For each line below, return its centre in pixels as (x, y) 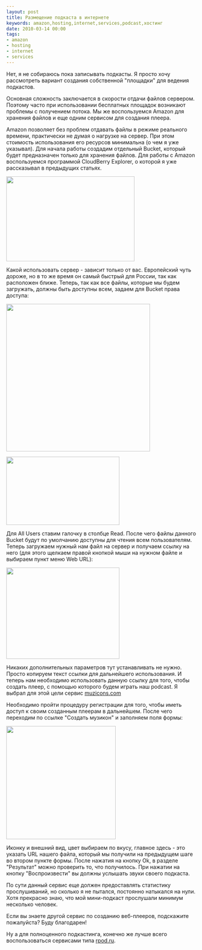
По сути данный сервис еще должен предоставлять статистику (88, 885)
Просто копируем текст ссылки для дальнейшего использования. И (94, 674)
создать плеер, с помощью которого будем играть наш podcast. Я (92, 686)
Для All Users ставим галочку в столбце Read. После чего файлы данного (101, 533)
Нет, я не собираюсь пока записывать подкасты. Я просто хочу (88, 74)
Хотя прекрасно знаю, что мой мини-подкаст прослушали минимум (95, 897)
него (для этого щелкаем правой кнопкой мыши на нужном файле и (94, 552)
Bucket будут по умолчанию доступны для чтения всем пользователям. (99, 540)
